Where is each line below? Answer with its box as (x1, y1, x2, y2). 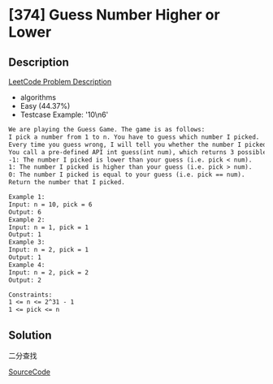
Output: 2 (8, 276, 42, 284)
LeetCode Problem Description (8, 77, 112, 86)
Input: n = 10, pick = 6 (8, 201, 93, 209)
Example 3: (8, 238, 45, 247)
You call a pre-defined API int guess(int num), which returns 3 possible (8, 148, 267, 156)
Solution (8, 328, 52, 342)
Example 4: (8, 261, 45, 269)
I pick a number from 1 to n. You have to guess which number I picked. (8, 132, 260, 141)
